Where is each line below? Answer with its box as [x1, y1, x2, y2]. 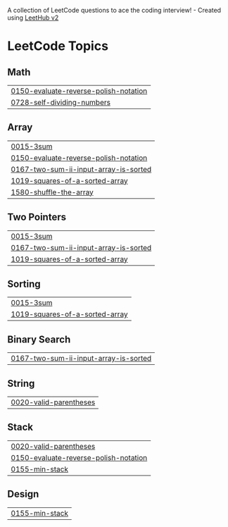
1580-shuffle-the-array [11, 187, 94, 197]
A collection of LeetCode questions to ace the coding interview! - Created [7, 6, 222, 14]
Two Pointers [7, 211, 67, 223]
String [7, 377, 35, 390]
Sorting [7, 278, 41, 290]
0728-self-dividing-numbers [11, 98, 111, 107]
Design [7, 488, 39, 500]
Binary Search [7, 333, 71, 345]
